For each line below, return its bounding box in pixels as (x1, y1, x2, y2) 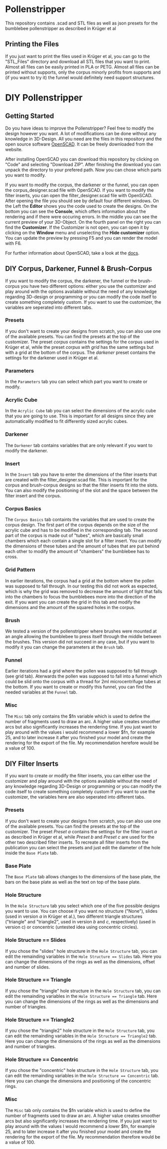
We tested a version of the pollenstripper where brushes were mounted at (5, 628, 157, 634)
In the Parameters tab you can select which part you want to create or (5, 379, 148, 385)
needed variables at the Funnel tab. (5, 689, 77, 695)
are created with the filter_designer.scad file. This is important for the (5, 477, 147, 483)
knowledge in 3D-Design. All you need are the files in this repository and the (5, 136, 162, 142)
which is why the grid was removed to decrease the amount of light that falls (5, 588, 163, 594)
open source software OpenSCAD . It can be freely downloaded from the (5, 141, 154, 147)
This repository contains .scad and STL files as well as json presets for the (5, 20, 158, 26)
